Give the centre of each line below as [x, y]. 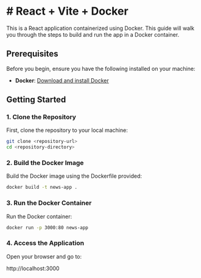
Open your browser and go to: [44, 256]
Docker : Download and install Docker [62, 80]
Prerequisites [32, 54]
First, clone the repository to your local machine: [67, 130]
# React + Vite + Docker [68, 11]
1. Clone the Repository [41, 117]
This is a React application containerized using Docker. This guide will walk [100, 28]
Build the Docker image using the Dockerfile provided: [74, 176]
